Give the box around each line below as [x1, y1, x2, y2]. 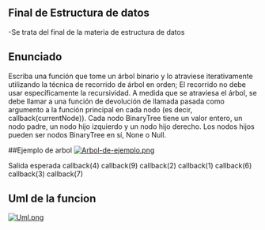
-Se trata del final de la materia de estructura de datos [8, 27, 185, 36]
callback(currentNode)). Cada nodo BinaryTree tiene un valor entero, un [8, 113, 243, 123]
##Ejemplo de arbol [8, 145, 73, 155]
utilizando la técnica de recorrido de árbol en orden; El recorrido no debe [8, 79, 247, 89]
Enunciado [8, 51, 62, 64]
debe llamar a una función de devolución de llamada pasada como [8, 96, 225, 106]
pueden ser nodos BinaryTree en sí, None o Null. [8, 130, 167, 139]
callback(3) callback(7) [8, 169, 83, 179]
